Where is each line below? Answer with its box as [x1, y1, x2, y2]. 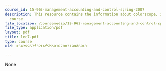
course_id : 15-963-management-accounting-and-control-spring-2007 [5, 7, 145, 12]
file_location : [5, 21, 37, 26]
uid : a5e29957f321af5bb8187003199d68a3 [5, 44, 87, 48]
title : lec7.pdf [5, 35, 39, 40]
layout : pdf [5, 30, 30, 35]
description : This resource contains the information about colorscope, [5, 12, 158, 17]
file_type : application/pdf [5, 25, 63, 30]
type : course [5, 39, 32, 44]
